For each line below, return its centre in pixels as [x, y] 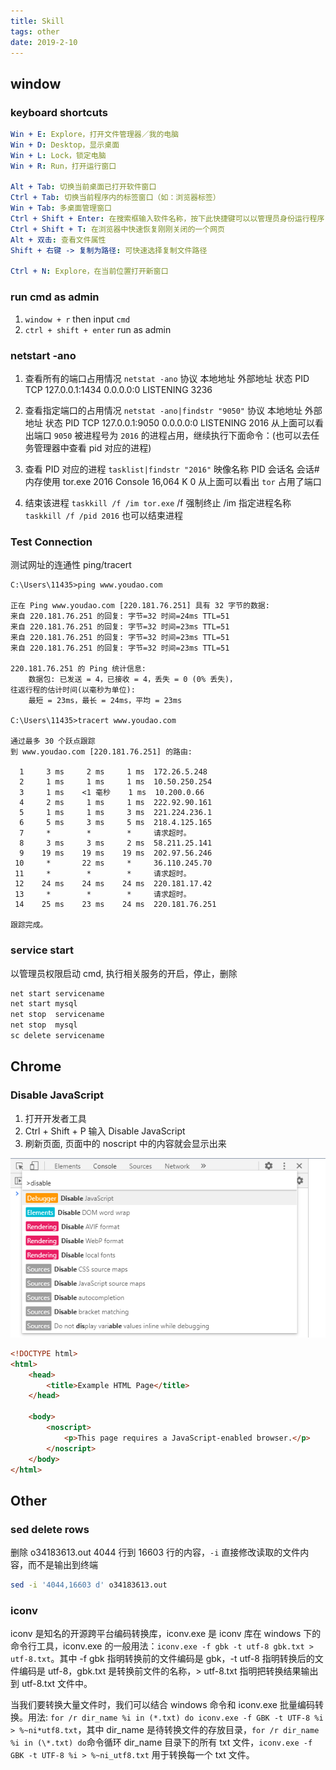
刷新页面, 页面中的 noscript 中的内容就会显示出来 [125, 1143]
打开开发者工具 [55, 1118]
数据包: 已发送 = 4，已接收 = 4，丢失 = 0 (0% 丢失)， [133, 680]
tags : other [35, 31]
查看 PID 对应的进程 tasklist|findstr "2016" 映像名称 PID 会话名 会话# [172, 469]
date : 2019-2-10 [44, 42]
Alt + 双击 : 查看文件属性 [58, 240]
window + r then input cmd [77, 319]
